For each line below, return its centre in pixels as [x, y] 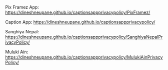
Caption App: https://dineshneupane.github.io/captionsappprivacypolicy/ [80, 22]
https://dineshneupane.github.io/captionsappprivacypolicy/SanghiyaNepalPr [84, 37]
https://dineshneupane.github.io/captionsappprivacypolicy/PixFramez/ [78, 12]
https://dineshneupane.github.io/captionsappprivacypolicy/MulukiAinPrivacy [84, 57]
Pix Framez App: [22, 7]
